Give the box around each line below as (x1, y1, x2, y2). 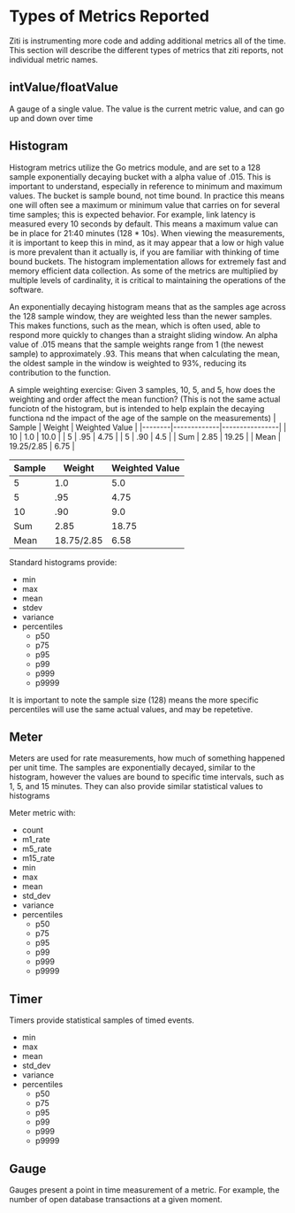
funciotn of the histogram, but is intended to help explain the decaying (9, 403, 265, 413)
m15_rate (21, 853, 56, 864)
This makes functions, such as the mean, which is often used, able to (9, 320, 261, 331)
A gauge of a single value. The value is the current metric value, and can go (9, 104, 285, 114)
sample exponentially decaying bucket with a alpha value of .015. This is (9, 171, 271, 182)
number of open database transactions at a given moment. (9, 1194, 223, 1204)
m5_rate (21, 843, 52, 855)
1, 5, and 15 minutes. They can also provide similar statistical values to (9, 781, 263, 792)
